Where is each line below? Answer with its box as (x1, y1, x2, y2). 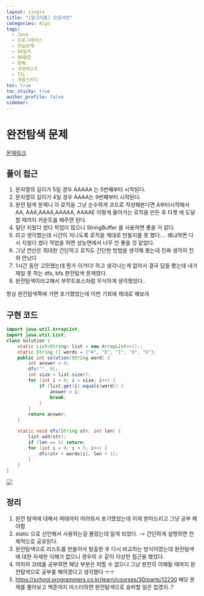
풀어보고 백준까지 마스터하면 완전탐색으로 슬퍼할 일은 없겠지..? (26, 583, 174, 591)
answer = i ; (49, 388, 80, 395)
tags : (6, 26, 20, 32)
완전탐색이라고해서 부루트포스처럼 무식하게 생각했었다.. (15, 277, 146, 285)
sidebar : (6, 99, 29, 105)
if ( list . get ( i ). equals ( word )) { (38, 383, 124, 389)
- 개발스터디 (12, 77, 38, 83)
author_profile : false (6, 94, 64, 100)
